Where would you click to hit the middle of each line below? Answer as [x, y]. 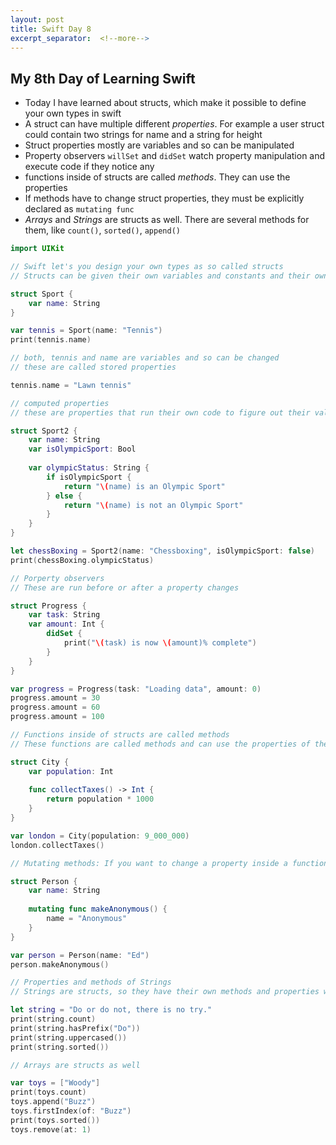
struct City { [40, 762]
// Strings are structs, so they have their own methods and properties [165, 992]
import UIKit [37, 249]
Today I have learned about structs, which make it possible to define [165, 103]
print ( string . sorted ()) [60, 1047]
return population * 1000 [100, 799]
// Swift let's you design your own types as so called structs [147, 267]
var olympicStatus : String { [89, 468]
